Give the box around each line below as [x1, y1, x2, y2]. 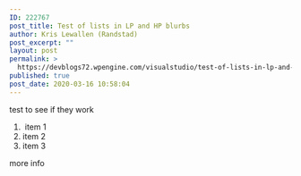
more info [9, 157, 45, 168]
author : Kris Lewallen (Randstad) [9, 29, 139, 38]
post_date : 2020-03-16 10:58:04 [9, 80, 130, 88]
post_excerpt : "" [9, 38, 74, 47]
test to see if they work [9, 104, 94, 114]
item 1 [24, 122, 47, 132]
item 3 [21, 140, 47, 151]
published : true [9, 71, 70, 80]
